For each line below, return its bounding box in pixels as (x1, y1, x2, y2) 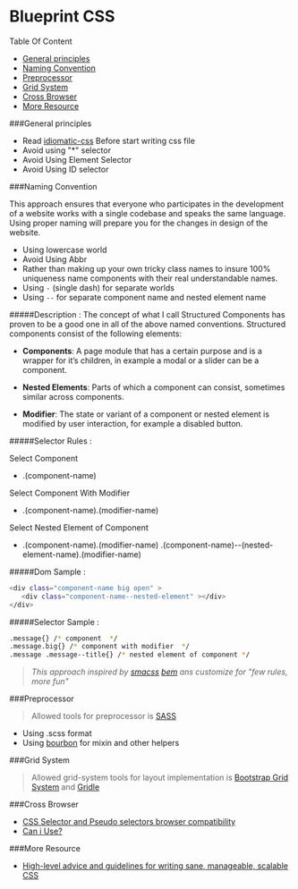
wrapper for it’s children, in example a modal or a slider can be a (21, 355, 260, 366)
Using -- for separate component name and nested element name (21, 292, 267, 302)
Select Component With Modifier (9, 487, 131, 498)
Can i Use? (21, 825, 63, 837)
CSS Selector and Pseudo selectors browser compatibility (21, 817, 236, 827)
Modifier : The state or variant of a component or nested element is (21, 409, 270, 419)
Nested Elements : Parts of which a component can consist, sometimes (21, 382, 285, 393)
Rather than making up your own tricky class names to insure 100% (21, 263, 271, 274)
